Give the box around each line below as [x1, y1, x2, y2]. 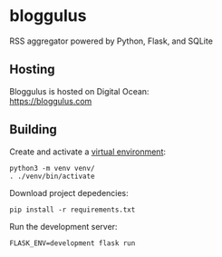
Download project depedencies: [9, 187, 129, 198]
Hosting [9, 62, 56, 77]
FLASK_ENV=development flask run [9, 238, 136, 248]
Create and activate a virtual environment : [9, 146, 166, 157]
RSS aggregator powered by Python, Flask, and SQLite [9, 35, 213, 46]
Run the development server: [9, 221, 118, 232]
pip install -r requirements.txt [9, 205, 136, 214]
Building [9, 122, 57, 137]
